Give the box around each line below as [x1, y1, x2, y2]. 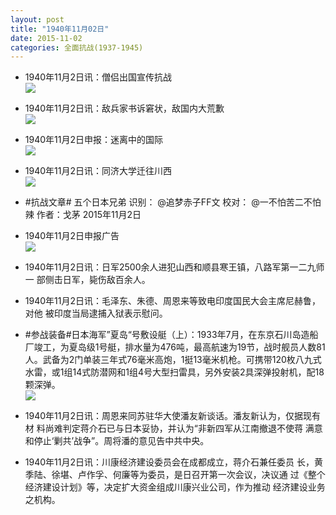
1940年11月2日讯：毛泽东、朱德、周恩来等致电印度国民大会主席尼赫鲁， [24, 295, 321, 307]
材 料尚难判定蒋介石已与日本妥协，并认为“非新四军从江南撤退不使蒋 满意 [24, 422, 323, 435]
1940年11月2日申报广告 [24, 230, 120, 242]
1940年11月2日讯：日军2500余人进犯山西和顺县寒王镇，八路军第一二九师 [24, 261, 325, 273]
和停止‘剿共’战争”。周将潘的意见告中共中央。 [24, 435, 210, 447]
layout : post [10, 14, 65, 25]
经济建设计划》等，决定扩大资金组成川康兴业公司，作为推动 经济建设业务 [24, 481, 326, 493]
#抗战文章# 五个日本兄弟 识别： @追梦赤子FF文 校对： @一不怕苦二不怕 [24, 196, 322, 208]
